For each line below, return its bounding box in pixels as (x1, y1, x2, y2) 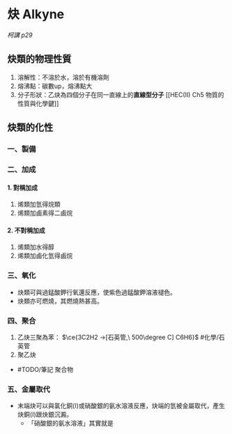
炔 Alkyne (7, 6, 65, 22)
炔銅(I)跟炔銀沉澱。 (17, 410, 73, 419)
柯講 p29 (7, 31, 33, 39)
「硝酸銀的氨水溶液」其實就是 (27, 419, 114, 428)
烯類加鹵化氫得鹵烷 (17, 252, 73, 260)
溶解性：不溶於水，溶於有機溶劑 (17, 73, 109, 81)
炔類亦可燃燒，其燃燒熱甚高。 (17, 297, 103, 305)
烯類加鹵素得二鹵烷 (17, 209, 73, 217)
